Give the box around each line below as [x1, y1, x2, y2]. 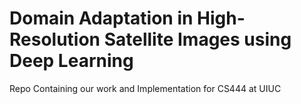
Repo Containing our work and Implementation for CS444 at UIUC [9, 82, 282, 94]
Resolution [9, 28, 101, 51]
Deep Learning [9, 50, 134, 72]
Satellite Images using [103, 28, 292, 51]
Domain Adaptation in [9, 7, 194, 30]
